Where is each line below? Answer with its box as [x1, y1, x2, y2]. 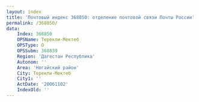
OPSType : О [17, 43, 44, 49]
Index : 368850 [17, 31, 52, 37]
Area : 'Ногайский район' [17, 64, 79, 71]
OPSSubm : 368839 [17, 48, 58, 54]
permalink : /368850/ [6, 20, 58, 26]
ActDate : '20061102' [17, 82, 69, 88]
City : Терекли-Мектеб [17, 70, 71, 76]
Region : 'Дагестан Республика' [17, 53, 96, 59]
